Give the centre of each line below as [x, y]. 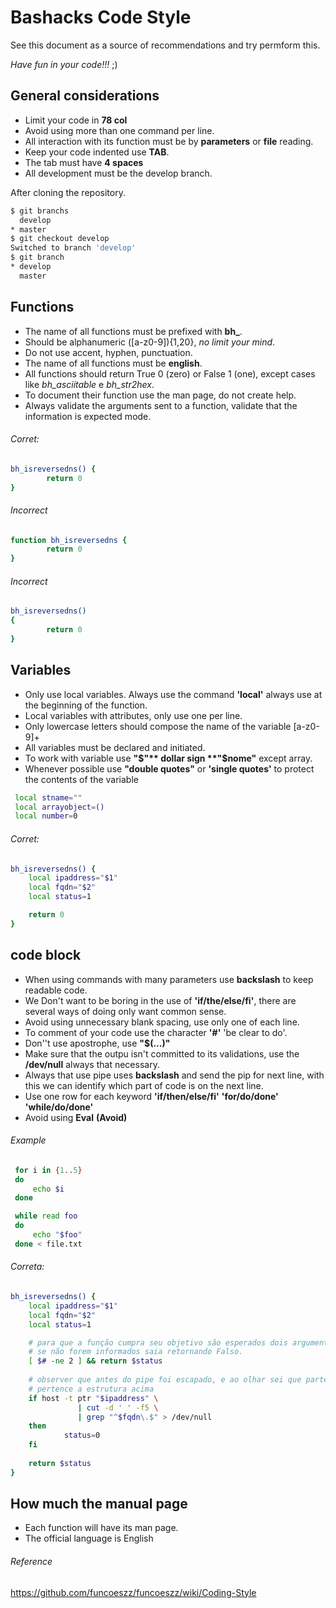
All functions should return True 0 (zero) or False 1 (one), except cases [170, 373]
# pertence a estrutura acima [91, 1389]
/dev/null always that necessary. [92, 1064]
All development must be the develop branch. [118, 173]
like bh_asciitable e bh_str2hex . [89, 384]
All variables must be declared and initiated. [115, 747]
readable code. [56, 990]
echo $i [48, 1189]
